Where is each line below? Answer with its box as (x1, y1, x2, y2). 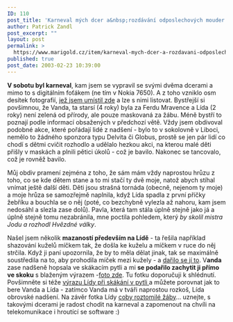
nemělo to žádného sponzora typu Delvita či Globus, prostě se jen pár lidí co (7, 133, 225, 141)
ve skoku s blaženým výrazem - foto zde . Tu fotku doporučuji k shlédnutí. (7, 271, 216, 279)
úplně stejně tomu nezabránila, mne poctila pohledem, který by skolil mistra (7, 213, 223, 221)
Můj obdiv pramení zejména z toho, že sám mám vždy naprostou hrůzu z (7, 168, 215, 177)
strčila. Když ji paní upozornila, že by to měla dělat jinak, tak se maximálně (7, 248, 218, 257)
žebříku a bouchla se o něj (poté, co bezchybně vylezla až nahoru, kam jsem (7, 198, 226, 206)
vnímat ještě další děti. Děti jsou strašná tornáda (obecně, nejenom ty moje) (7, 183, 223, 191)
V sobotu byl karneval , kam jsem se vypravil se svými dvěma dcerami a (7, 81, 214, 89)
